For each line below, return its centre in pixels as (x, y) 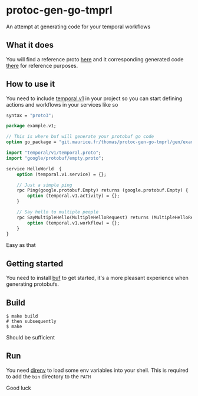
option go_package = (32, 142)
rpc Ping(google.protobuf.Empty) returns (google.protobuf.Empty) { (103, 190)
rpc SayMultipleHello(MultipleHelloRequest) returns (83, 217)
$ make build (22, 316)
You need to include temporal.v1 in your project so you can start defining (94, 98)
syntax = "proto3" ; (30, 115)
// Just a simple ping (44, 185)
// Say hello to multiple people (58, 212)
